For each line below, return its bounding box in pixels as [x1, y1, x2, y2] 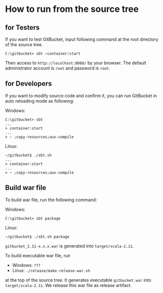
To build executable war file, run [5, 252, 71, 258]
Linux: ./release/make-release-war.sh [12, 267, 90, 273]
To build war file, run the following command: [5, 197, 97, 203]
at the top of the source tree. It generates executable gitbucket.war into [5, 277, 152, 283]
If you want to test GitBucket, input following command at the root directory [5, 36, 159, 42]
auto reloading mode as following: [5, 98, 75, 104]
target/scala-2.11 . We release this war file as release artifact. [5, 282, 132, 288]
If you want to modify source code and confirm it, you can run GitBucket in [5, 93, 157, 99]
